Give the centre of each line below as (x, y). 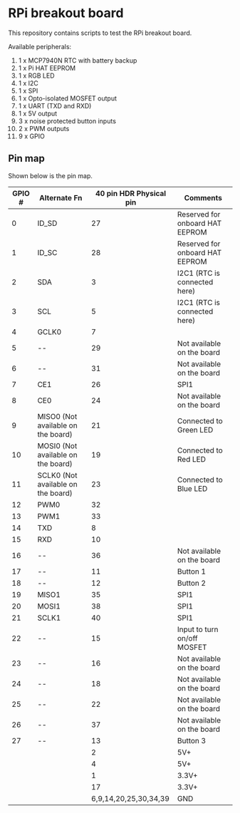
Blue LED (192, 488)
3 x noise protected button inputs (67, 121)
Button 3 (191, 740)
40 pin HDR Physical (131, 193)
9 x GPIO (31, 136)
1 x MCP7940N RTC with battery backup (78, 60)
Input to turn (198, 629)
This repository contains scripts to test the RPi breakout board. (100, 33)
